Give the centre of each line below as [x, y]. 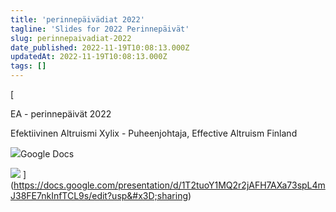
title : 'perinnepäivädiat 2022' [77, 19]
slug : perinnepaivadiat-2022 [71, 38]
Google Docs [47, 154]
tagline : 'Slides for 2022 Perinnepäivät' [100, 29]
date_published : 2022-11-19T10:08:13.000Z [100, 47]
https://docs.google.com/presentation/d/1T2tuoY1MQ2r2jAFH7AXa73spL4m [169, 185]
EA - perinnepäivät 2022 [61, 114]
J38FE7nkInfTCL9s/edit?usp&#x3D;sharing [99, 195]
